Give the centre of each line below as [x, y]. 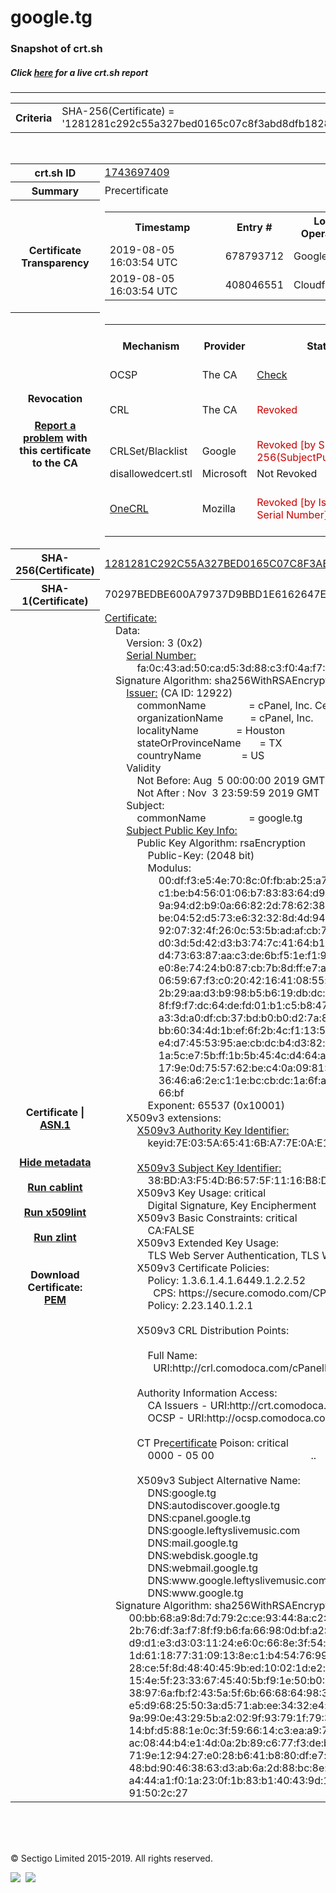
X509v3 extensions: [174, 1118]
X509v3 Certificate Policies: [203, 1268]
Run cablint [55, 1187]
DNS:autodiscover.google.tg [213, 1505]
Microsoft [224, 473]
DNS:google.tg [182, 1493]
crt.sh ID [55, 173]
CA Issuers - [177, 1405]
